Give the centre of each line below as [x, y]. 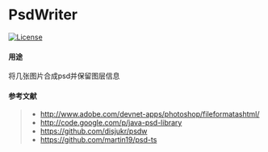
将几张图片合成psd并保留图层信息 [64, 76]
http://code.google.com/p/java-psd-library [111, 123]
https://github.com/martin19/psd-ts [98, 140]
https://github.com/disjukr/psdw [94, 131]
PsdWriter [43, 15]
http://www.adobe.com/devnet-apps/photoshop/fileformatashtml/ [150, 114]
